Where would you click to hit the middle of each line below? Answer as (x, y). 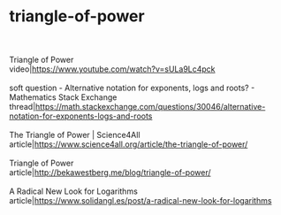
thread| (23, 106)
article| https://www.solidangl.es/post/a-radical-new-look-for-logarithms (140, 200)
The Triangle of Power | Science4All (75, 134)
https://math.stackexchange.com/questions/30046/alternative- (150, 106)
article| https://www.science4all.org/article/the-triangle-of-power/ (129, 144)
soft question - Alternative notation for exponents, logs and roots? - (132, 88)
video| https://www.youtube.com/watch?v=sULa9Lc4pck (112, 69)
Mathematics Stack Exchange (63, 97)
